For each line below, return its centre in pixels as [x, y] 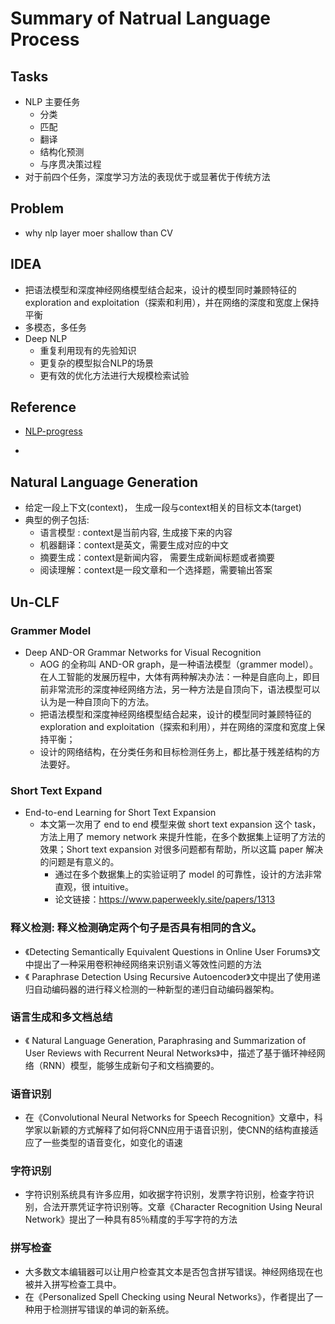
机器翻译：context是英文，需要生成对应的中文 [134, 545]
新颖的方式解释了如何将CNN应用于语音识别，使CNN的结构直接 [180, 1130]
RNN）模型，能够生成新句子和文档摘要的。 [131, 1065]
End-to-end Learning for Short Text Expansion [120, 813]
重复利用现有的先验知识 [88, 350]
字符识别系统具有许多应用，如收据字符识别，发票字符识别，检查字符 [165, 1194]
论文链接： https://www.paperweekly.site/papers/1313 [165, 899]
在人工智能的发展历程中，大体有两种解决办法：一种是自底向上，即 [175, 676]
